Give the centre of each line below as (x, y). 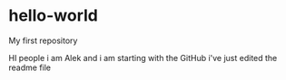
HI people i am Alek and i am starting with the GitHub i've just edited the (143, 58)
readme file (30, 67)
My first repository (43, 40)
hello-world (54, 16)
